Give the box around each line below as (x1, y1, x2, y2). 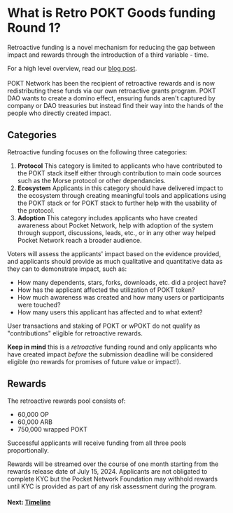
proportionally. (7, 446, 50, 454)
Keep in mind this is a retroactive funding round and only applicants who (7, 342, 218, 351)
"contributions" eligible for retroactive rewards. (7, 328, 143, 338)
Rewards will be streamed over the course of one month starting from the (7, 460, 219, 468)
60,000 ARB (17, 418, 52, 426)
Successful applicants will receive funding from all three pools (7, 439, 187, 447)
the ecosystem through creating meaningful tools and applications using (17, 191, 227, 199)
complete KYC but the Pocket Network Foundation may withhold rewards (7, 474, 218, 483)
